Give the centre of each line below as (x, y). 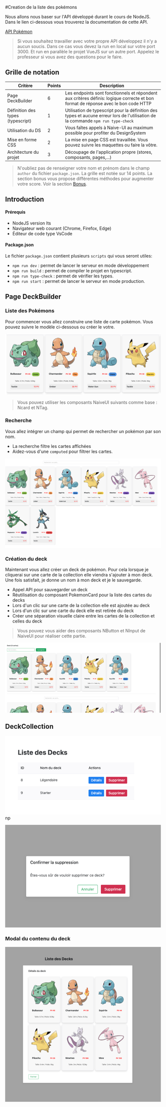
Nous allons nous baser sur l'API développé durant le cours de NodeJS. (78, 17)
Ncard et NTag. (33, 408)
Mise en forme (22, 140)
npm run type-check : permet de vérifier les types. (63, 276)
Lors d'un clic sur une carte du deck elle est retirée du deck (73, 611)
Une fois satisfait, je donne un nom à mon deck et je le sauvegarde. (74, 580)
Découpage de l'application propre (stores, (109, 152)
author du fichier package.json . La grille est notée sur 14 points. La (85, 174)
